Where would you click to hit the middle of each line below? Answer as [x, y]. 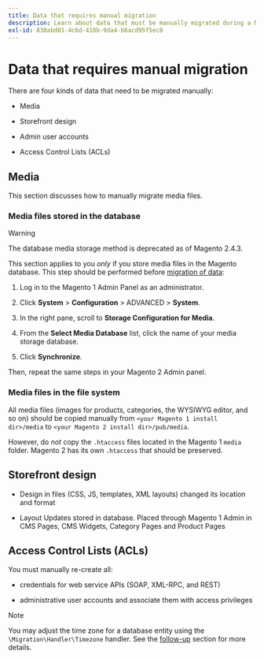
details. [20, 648]
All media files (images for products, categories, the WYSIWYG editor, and [128, 410]
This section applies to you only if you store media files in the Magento [123, 264]
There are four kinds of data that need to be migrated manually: [111, 91]
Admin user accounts [54, 137]
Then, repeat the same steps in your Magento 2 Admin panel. [107, 372]
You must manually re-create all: [60, 570]
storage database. [49, 342]
